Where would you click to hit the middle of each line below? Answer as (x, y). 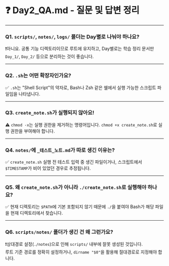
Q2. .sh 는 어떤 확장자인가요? (38, 76)
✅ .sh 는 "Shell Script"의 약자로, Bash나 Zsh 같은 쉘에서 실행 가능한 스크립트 (81, 87)
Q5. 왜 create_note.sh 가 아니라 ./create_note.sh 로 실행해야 (76, 187)
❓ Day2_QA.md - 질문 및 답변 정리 (72, 10)
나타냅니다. (29, 94)
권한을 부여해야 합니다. (33, 131)
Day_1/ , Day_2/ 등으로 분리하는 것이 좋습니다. (50, 56)
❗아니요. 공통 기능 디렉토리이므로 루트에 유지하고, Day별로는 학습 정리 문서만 (80, 49)
